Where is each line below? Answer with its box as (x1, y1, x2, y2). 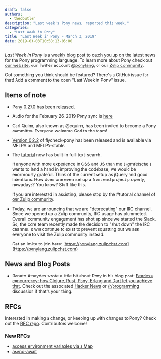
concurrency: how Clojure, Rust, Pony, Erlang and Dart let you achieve (12, 278, 153, 284)
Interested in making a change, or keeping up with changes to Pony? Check (5, 315, 156, 321)
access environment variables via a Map (12, 343, 93, 349)
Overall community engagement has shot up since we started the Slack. (12, 216, 156, 222)
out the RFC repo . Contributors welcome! (5, 321, 87, 326)
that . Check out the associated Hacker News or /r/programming (12, 283, 140, 289)
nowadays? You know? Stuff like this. (12, 181, 86, 187)
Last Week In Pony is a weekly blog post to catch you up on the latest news (5, 52, 156, 58)
